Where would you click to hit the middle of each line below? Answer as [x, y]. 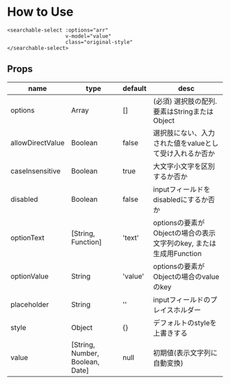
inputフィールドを [182, 189]
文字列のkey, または [185, 243]
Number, [85, 353]
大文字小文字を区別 [184, 166]
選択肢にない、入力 [184, 133]
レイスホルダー [177, 310]
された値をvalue [179, 143]
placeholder [30, 304]
